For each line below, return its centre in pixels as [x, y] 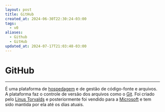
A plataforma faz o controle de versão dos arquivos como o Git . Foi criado [80, 94]
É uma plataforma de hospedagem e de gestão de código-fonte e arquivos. [81, 88]
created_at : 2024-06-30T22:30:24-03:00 [46, 19]
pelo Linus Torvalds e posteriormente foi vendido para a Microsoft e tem [78, 99]
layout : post [18, 10]
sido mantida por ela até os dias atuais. [45, 104]
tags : [11, 23]
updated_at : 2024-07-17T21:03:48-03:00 [46, 46]
